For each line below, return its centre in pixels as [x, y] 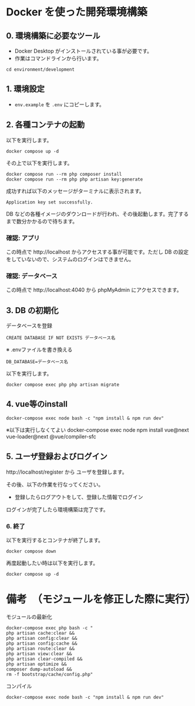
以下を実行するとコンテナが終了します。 [55, 540]
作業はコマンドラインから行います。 [58, 58]
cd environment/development [41, 70]
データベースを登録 [29, 326]
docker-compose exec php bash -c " [50, 628]
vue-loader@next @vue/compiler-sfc [51, 436]
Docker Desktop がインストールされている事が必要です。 [83, 51]
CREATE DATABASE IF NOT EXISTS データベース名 [61, 338]
